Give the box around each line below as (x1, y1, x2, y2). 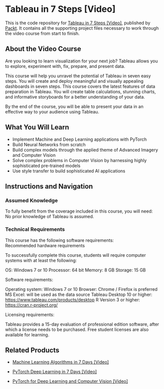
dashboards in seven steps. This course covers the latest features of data (5, 83, 156, 89)
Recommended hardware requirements (5, 242, 85, 248)
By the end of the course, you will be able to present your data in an (5, 103, 144, 110)
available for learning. (5, 332, 50, 337)
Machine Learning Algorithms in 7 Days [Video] (12, 359, 109, 365)
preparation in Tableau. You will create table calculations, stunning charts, (5, 88, 156, 95)
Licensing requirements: (5, 311, 55, 318)
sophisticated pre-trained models (12, 163, 81, 168)
